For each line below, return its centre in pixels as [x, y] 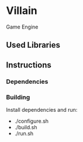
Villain [22, 11]
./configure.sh [31, 121]
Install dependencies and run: [42, 109]
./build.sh [26, 127]
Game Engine [22, 27]
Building [18, 97]
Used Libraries [33, 45]
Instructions [29, 65]
